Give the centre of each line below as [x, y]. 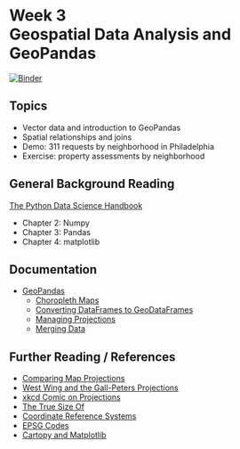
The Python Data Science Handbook [76, 205]
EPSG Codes [45, 426]
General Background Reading [92, 184]
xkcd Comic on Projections [72, 397]
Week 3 [38, 16]
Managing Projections [75, 319]
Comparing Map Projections [73, 379]
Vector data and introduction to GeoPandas [101, 127]
